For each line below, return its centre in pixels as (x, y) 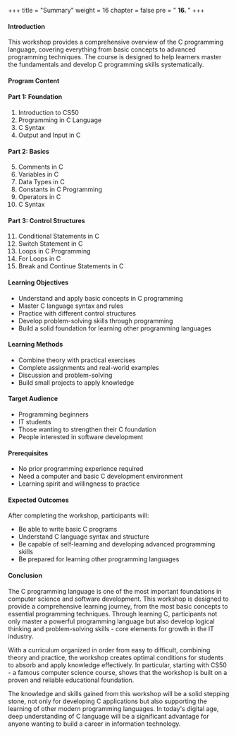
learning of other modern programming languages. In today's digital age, (113, 708)
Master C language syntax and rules (71, 306)
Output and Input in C (49, 135)
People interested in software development (81, 437)
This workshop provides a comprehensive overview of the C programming (116, 42)
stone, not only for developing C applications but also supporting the (107, 701)
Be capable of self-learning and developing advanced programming (117, 544)
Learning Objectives (38, 282)
